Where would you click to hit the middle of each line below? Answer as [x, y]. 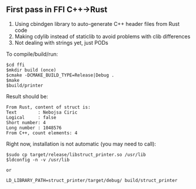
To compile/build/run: [32, 54]
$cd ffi [16, 65]
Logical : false [31, 117]
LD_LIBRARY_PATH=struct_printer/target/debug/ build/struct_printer [92, 180]
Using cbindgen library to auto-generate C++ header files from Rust [97, 24]
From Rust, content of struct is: [49, 107]
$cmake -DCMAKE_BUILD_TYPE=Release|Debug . [60, 75]
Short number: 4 [26, 122]
